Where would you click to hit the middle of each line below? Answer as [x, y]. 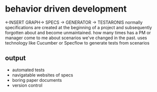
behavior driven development [66, 9]
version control [27, 85]
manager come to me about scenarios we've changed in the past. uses [76, 38]
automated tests [28, 70]
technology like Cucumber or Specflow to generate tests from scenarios [77, 43]
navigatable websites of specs [43, 75]
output [15, 58]
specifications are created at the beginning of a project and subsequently [78, 27]
